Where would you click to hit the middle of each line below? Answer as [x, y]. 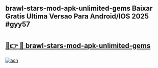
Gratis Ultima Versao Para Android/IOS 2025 [77, 17]
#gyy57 [18, 24]
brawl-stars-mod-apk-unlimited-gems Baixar [79, 8]
